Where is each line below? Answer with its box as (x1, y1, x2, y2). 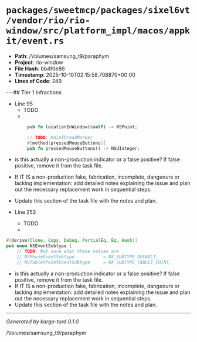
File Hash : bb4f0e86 (14, 65, 66, 72)
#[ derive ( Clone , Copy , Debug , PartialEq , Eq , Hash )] (6, 238, 138, 244)
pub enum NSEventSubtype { (6, 243, 72, 249)
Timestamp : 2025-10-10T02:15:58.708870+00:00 (14, 71, 136, 78)
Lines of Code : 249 (14, 77, 62, 84)
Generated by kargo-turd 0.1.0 (6, 318, 79, 325)
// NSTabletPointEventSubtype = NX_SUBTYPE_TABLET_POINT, (16, 259, 172, 265)
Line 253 (14, 208, 36, 216)
